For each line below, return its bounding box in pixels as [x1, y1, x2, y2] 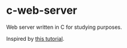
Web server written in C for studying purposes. [6, 23, 122, 31]
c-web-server [6, 4, 77, 17]
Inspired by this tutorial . [6, 35, 65, 42]
